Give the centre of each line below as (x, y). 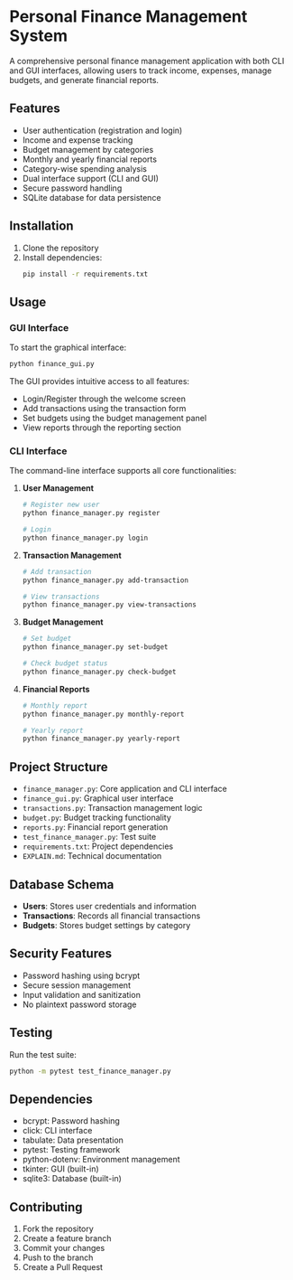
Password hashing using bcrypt (81, 975)
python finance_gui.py (52, 364)
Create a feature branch (67, 1238)
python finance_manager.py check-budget (99, 672)
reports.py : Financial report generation (95, 827)
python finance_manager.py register (91, 513)
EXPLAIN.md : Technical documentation (92, 856)
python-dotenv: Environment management (101, 1160)
